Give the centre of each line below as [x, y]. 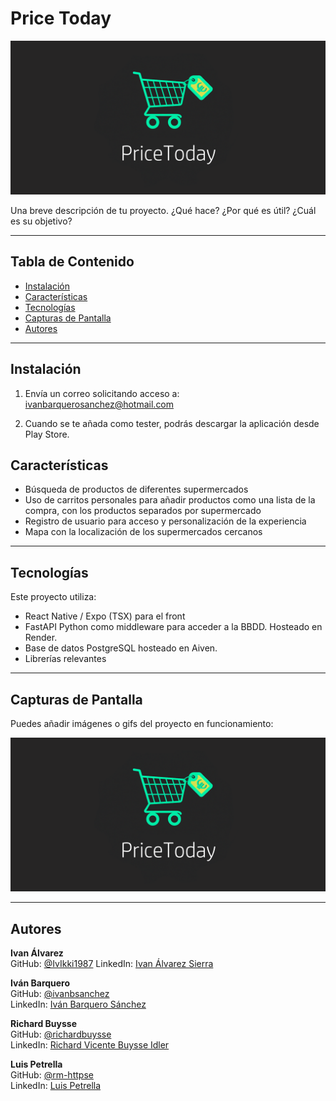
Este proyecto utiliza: [53, 597]
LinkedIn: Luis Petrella [56, 1085]
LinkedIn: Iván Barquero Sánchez [78, 1004]
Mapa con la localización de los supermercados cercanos [143, 532]
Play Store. [47, 434]
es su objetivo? [41, 221]
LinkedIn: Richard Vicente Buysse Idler [90, 1045]
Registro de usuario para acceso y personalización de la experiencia [165, 521]
